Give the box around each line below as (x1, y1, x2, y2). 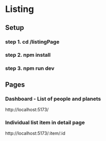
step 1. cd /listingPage (5, 38, 60, 45)
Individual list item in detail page (5, 119, 85, 126)
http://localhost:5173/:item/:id (5, 131, 66, 137)
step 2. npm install (5, 51, 51, 58)
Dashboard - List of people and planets (5, 95, 101, 102)
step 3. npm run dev (5, 65, 55, 72)
